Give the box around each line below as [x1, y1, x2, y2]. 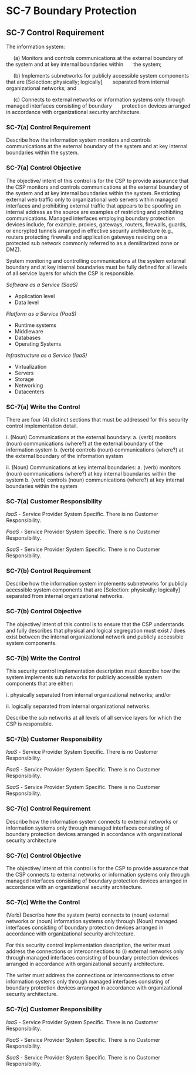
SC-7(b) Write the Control [6, 654, 81, 662]
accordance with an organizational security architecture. [6, 883, 143, 890]
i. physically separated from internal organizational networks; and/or [6, 691, 171, 698]
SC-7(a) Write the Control [6, 403, 80, 411]
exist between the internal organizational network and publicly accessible [6, 633, 184, 640]
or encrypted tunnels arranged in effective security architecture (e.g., [6, 227, 174, 234]
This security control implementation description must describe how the [6, 667, 180, 674]
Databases [14, 334, 41, 341]
